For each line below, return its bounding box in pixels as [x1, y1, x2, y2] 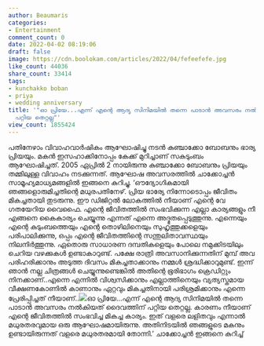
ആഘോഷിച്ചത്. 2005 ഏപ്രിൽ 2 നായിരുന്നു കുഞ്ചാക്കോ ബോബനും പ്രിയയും [8, 160, 247, 169]
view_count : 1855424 [8, 121, 76, 129]
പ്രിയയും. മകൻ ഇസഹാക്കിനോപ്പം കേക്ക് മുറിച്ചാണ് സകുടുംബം [8, 151, 204, 161]
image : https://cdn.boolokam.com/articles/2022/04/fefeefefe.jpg [8, 56, 226, 64]
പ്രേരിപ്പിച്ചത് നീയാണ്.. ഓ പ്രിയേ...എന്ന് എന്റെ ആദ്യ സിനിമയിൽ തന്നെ [8, 293, 244, 303]
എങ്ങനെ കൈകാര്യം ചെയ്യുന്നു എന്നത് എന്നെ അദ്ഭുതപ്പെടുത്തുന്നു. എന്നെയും [8, 213, 247, 222]
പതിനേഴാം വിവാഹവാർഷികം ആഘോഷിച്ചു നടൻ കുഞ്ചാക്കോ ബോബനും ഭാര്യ [8, 142, 256, 151]
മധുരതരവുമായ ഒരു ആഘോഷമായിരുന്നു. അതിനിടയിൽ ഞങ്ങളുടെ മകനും [8, 319, 245, 330]
